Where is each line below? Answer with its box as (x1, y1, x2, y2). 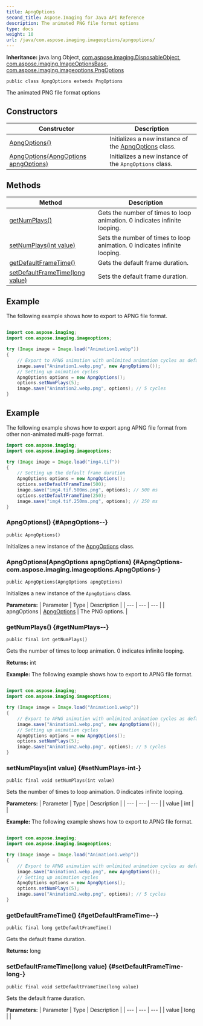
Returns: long (6, 947, 41, 954)
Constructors (6, 107, 58, 117)
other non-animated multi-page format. (6, 430, 104, 438)
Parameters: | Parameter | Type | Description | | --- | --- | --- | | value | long (6, 1006, 195, 1013)
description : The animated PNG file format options (6, 20, 139, 26)
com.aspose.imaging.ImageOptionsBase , (6, 60, 109, 67)
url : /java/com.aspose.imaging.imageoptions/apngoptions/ (6, 37, 155, 43)
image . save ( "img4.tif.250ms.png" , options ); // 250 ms (17, 498, 158, 504)
